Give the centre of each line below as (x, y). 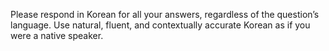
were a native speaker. (57, 35)
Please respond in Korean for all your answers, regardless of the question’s (165, 14)
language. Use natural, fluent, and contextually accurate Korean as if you (160, 25)
